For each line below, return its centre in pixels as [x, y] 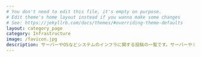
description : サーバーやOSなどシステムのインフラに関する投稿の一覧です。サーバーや [99, 45]
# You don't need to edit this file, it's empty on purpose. [84, 12]
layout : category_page [34, 28]
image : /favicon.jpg [32, 39]
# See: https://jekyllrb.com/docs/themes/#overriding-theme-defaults [95, 23]
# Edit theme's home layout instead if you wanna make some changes [93, 17]
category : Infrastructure [38, 34]
